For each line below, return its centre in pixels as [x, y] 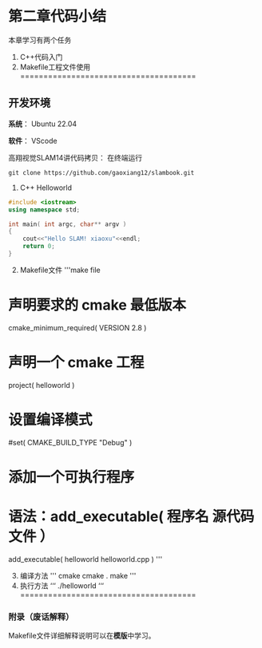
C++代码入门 [41, 57]
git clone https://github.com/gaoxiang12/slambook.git [101, 172]
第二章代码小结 [58, 16]
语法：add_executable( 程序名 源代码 [131, 517]
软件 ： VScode [33, 140]
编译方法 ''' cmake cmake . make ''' [78, 575]
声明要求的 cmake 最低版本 [97, 305]
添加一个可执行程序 [71, 477]
